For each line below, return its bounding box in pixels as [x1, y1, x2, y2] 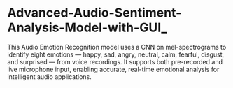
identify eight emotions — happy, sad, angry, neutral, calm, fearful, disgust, [7, 50, 225, 59]
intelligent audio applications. [7, 72, 92, 81]
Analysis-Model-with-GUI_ [7, 20, 168, 36]
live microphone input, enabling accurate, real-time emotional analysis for [7, 65, 220, 73]
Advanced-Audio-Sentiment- [7, 5, 182, 21]
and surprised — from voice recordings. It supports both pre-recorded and [7, 57, 223, 66]
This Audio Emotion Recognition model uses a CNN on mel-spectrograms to [7, 43, 227, 51]
